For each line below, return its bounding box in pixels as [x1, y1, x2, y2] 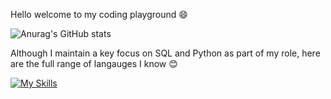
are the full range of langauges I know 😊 [10, 58, 178, 69]
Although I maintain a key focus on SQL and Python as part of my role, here [10, 47, 321, 59]
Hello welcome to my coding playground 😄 [10, 9, 188, 20]
